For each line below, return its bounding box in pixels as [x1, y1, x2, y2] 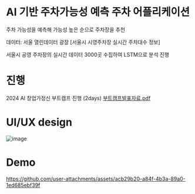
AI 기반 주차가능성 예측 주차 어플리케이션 [6, 5, 190, 19]
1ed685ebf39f [6, 181, 41, 189]
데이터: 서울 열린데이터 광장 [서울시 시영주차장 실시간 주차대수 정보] [6, 38, 160, 45]
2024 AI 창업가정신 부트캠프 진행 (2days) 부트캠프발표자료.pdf [6, 94, 151, 101]
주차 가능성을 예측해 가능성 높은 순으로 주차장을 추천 [6, 26, 125, 33]
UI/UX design [6, 116, 72, 129]
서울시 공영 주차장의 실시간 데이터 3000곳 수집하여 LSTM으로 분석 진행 [6, 51, 169, 58]
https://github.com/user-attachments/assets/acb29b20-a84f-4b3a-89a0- [6, 175, 186, 182]
